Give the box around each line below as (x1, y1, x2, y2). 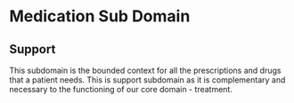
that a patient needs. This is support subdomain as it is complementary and (9, 75, 286, 85)
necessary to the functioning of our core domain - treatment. (9, 84, 233, 94)
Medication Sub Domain (9, 6, 191, 27)
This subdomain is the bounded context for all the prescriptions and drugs (9, 65, 282, 75)
